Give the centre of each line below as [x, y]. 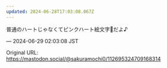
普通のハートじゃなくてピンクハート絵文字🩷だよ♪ [67, 29]
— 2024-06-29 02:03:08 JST [42, 41]
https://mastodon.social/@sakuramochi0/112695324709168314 [83, 59]
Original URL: [22, 52]
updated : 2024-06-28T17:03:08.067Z [50, 12]
